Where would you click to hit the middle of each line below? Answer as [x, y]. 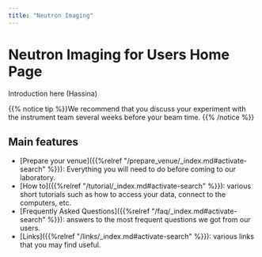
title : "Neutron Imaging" [51, 15]
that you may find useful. [60, 245]
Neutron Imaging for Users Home [119, 54]
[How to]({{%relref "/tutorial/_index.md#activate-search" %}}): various [135, 186]
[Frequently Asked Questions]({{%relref [85, 211]
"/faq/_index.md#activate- [194, 211]
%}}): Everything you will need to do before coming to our [141, 169]
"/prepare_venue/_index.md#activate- [186, 161]
